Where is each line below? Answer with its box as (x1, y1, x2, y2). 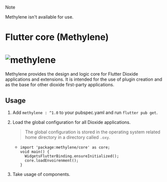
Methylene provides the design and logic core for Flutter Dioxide (5, 71, 138, 77)
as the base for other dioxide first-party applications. (5, 82, 114, 88)
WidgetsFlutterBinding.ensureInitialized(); (24, 153, 119, 158)
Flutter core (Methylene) (5, 32, 109, 43)
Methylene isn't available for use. (5, 14, 74, 20)
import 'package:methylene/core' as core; (20, 145, 110, 150)
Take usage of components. (12, 171, 71, 177)
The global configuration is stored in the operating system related (25, 129, 160, 135)
